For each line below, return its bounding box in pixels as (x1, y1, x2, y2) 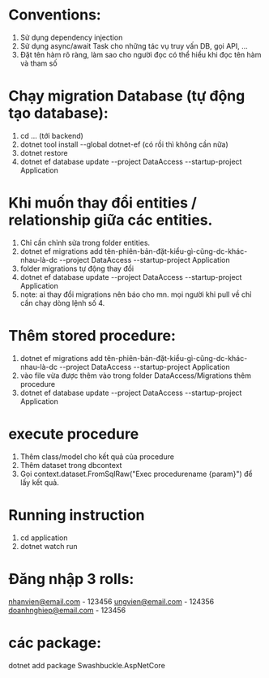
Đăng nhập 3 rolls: (8, 569, 134, 588)
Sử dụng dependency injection (19, 32, 123, 42)
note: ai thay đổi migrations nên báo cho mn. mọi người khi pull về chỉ (19, 290, 252, 299)
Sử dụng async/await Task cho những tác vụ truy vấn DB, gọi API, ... (19, 41, 249, 50)
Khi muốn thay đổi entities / (8, 194, 197, 212)
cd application (19, 533, 68, 543)
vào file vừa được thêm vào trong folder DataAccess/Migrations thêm (19, 371, 251, 380)
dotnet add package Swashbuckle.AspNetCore (8, 660, 166, 670)
